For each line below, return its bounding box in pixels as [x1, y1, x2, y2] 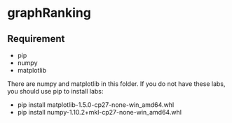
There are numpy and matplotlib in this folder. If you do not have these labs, [7, 80, 226, 88]
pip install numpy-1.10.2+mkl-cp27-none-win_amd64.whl [17, 108, 182, 116]
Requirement [7, 33, 65, 45]
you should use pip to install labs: [7, 87, 104, 95]
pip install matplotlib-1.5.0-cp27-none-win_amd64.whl [17, 101, 175, 109]
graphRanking [7, 5, 91, 21]
